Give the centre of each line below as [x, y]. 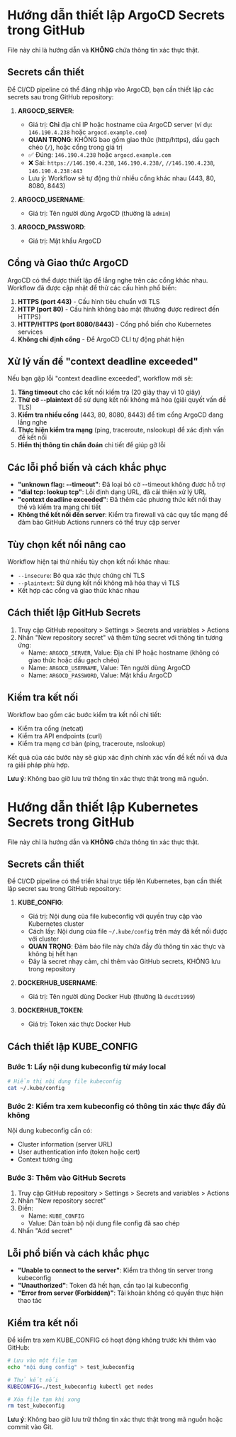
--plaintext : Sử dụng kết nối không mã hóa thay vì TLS [99, 583]
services [30, 332]
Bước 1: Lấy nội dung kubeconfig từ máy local [87, 1066]
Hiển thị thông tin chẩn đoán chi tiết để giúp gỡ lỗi [91, 445]
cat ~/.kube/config [36, 1088]
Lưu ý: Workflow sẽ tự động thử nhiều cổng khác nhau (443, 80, [122, 178]
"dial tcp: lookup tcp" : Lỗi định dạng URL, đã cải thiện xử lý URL [112, 492]
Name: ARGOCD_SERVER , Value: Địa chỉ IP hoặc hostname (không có [124, 652]
